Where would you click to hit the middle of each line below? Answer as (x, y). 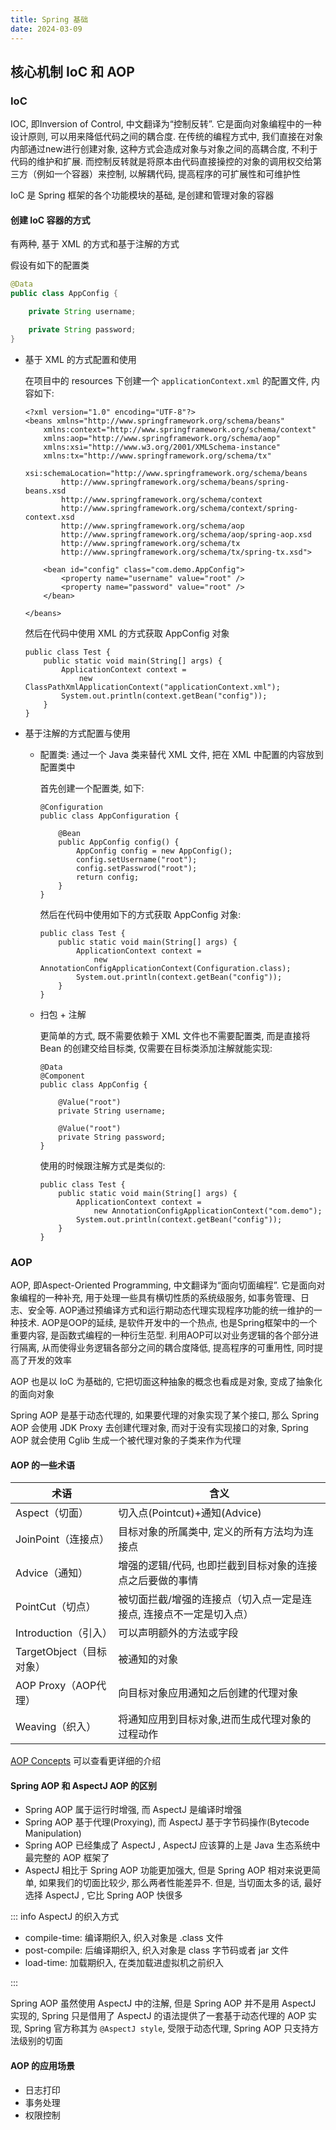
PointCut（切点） (56, 1607)
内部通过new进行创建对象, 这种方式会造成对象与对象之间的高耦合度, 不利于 (164, 149)
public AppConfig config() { (119, 842)
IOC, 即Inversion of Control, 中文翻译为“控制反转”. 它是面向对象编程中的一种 (166, 124)
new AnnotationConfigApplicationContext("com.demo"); (208, 1211)
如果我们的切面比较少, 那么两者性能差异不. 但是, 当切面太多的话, (170, 1883)
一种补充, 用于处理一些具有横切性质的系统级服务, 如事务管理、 (172, 1298)
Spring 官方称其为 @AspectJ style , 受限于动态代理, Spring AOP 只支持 (167, 2028)
